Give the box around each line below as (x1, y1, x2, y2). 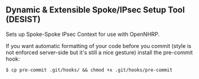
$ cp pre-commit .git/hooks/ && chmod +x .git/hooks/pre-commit (5, 67, 173, 73)
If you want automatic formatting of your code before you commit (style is (5, 42, 192, 49)
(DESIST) (5, 15, 41, 25)
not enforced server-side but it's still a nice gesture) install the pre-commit (5, 49, 193, 56)
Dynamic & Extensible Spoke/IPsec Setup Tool (5, 5, 185, 15)
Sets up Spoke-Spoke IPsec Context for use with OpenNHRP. (5, 30, 160, 38)
